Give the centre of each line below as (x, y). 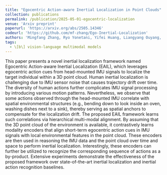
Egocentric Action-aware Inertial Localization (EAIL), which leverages (76, 66)
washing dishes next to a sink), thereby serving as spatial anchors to (76, 109)
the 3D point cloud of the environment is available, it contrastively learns (80, 125)
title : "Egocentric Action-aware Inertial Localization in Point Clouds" (83, 10)
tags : (11, 42)
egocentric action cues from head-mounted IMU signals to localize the (78, 72)
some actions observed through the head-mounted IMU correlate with (77, 98)
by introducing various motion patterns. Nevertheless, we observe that (78, 93)
